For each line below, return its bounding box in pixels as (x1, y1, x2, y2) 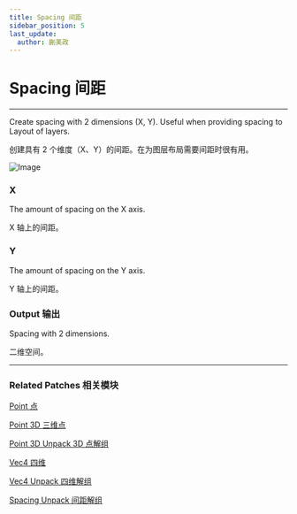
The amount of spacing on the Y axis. (9, 265, 146, 275)
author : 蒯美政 (17, 37, 69, 47)
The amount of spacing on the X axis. (9, 204, 146, 215)
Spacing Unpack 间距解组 (9, 495, 103, 505)
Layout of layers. (9, 126, 71, 137)
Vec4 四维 (9, 457, 47, 468)
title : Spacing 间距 (9, 12, 82, 22)
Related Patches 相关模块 (9, 380, 119, 391)
